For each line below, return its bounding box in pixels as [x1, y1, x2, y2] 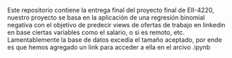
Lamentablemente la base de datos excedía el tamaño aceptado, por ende [7, 36, 223, 44]
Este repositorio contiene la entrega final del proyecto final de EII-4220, [7, 6, 214, 14]
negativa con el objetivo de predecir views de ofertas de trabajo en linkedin [7, 21, 226, 29]
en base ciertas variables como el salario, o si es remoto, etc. [7, 28, 185, 36]
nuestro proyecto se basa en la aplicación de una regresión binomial [7, 13, 205, 22]
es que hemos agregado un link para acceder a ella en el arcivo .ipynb [7, 43, 211, 51]
